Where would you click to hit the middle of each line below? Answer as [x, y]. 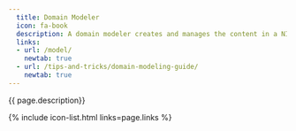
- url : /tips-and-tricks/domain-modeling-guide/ [107, 67]
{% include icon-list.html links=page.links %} [90, 117]
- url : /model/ [44, 50]
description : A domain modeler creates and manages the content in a [147, 34]
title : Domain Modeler [58, 17]
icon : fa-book [42, 26]
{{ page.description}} [47, 100]
